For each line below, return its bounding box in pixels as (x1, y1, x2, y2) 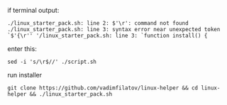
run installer (7, 71, 43, 79)
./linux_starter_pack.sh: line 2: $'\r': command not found (7, 20, 189, 27)
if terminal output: (7, 6, 60, 14)
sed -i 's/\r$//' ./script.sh (7, 58, 97, 65)
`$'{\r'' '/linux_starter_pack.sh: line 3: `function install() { (7, 32, 208, 39)
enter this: (7, 45, 37, 52)
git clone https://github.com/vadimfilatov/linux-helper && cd (7, 84, 199, 92)
